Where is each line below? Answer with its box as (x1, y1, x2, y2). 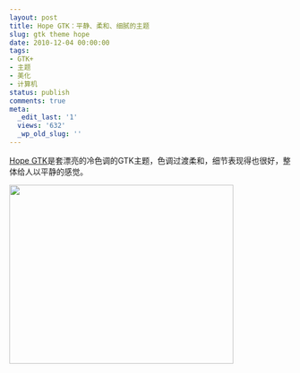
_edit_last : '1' (17, 113, 78, 122)
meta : (9, 105, 30, 114)
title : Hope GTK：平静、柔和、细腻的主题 (9, 21, 150, 30)
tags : (9, 47, 30, 55)
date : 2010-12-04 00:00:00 (9, 38, 110, 47)
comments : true (9, 96, 66, 106)
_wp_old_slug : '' (17, 130, 82, 139)
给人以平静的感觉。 (16, 166, 88, 177)
